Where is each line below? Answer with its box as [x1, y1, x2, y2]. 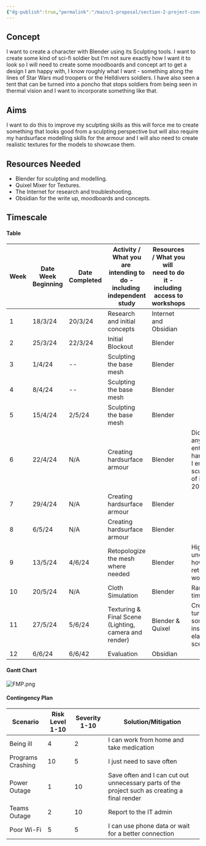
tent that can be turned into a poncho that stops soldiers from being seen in [6, 80, 197, 88]
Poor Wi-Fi [9, 826, 42, 834]
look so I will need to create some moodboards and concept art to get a [6, 61, 187, 68]
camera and [107, 628, 142, 636]
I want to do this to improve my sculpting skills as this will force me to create [6, 121, 199, 129]
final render [108, 794, 142, 802]
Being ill [9, 740, 32, 748]
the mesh [107, 554, 135, 563]
